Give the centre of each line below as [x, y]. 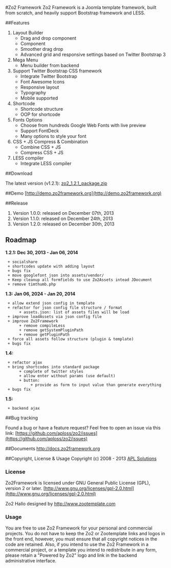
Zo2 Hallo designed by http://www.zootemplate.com [61, 504]
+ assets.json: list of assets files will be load [74, 312]
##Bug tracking [22, 418]
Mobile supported [39, 98]
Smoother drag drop [42, 49]
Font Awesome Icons [42, 82]
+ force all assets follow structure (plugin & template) [71, 339]
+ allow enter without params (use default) [67, 376]
